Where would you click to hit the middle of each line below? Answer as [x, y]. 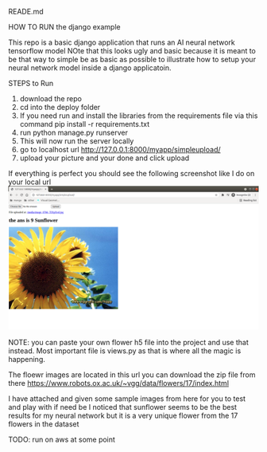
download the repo [50, 98]
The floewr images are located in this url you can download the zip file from [132, 375]
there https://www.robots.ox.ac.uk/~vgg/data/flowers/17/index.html [118, 383]
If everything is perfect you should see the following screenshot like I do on [132, 173]
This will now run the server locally [77, 141]
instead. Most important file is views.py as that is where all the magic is [125, 351]
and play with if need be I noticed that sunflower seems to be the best [122, 407]
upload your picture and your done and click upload [104, 158]
